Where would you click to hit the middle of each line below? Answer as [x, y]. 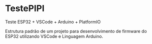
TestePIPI [25, 8]
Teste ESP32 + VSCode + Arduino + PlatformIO [53, 22]
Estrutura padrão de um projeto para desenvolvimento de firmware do [76, 31]
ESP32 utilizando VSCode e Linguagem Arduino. [54, 36]
